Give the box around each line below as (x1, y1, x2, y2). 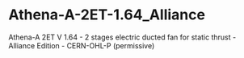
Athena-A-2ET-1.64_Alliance (8, 6, 206, 24)
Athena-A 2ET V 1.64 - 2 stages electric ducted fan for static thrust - (8, 32, 237, 42)
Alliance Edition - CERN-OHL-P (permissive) (8, 40, 155, 50)
